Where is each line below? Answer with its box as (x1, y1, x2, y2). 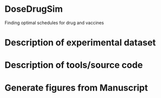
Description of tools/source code (4, 60, 143, 71)
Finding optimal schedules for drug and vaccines (4, 20, 104, 26)
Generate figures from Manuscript (4, 82, 148, 93)
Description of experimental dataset (4, 37, 156, 48)
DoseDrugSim (4, 3, 63, 15)
